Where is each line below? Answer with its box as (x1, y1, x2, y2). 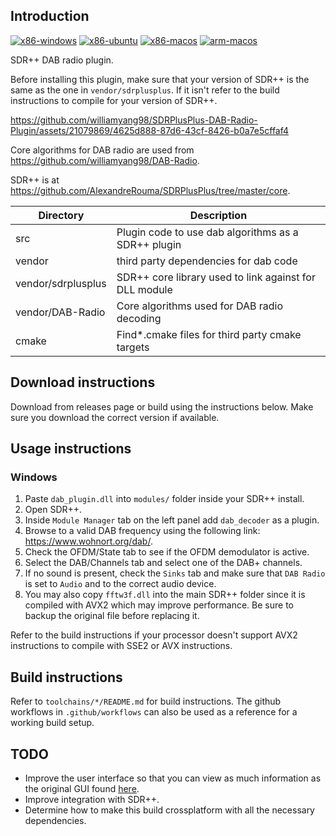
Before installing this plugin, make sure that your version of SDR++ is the (10, 73, 310, 85)
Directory (38, 208, 85, 222)
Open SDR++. (24, 504, 83, 516)
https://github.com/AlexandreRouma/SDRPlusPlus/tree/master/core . (10, 184, 291, 196)
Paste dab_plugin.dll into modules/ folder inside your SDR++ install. (24, 493, 305, 505)
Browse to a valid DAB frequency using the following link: (24, 525, 261, 537)
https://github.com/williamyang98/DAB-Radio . (10, 154, 200, 166)
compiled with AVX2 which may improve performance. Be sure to (24, 599, 294, 611)
